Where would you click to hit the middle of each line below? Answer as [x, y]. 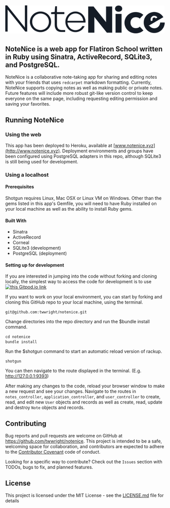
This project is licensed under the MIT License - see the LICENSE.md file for [84, 495]
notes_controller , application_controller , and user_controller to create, [83, 397]
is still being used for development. [42, 161]
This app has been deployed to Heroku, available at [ [60, 145]
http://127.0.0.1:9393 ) [27, 376]
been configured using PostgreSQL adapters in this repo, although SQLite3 [83, 156]
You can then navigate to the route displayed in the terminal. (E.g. [73, 371]
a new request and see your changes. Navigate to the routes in [71, 391]
